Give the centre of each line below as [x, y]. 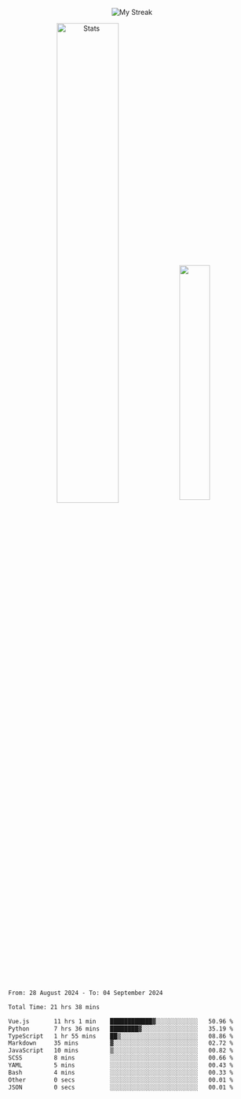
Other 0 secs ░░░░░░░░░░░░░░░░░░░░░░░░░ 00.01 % [121, 1080]
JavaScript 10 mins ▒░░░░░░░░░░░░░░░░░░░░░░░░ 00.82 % [121, 1051]
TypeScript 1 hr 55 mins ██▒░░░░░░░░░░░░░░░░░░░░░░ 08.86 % [121, 1036]
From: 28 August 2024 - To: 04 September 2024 [86, 993]
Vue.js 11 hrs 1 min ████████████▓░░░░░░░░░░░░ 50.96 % [121, 1021]
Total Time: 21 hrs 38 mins [54, 1007]
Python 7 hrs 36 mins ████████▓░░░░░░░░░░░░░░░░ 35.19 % [121, 1029]
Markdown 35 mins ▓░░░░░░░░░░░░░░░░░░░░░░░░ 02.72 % [121, 1043]
